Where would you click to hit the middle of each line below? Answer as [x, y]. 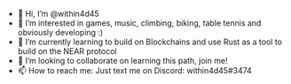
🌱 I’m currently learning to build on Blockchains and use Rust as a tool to [149, 42]
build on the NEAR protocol [67, 51]
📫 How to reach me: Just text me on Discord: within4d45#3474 [135, 70]
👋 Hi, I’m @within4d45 [58, 14]
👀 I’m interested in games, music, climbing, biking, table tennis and [139, 23]
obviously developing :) [60, 32]
